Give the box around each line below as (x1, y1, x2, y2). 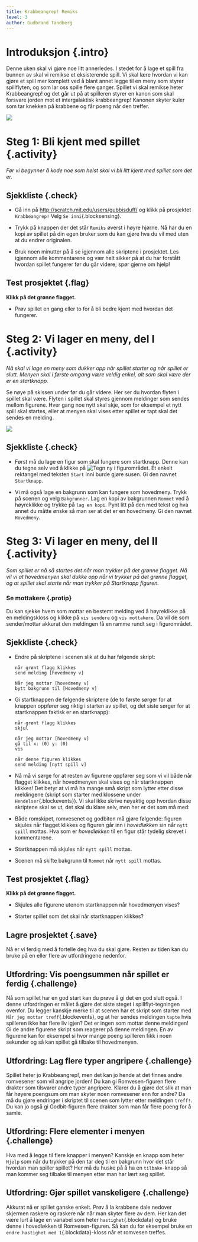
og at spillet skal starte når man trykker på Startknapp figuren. (6, 579, 160, 587)
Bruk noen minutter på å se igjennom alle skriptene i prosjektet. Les (14, 248, 179, 255)
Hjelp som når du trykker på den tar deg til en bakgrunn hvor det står (6, 1158, 174, 1165)
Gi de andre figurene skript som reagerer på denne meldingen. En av (6, 1026, 173, 1033)
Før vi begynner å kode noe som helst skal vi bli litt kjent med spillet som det (6, 167, 192, 174)
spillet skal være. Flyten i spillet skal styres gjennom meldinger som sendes (6, 395, 190, 402)
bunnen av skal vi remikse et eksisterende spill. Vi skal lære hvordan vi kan (6, 71, 188, 78)
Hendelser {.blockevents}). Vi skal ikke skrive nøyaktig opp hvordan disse (14, 797, 191, 804)
